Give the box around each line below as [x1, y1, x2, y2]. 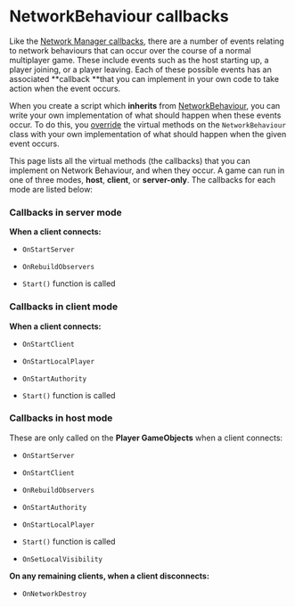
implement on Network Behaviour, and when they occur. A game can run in [9, 165, 285, 176]
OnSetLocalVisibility [21, 554, 102, 563]
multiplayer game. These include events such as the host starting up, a [9, 54, 269, 65]
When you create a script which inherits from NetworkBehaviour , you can [9, 100, 281, 111]
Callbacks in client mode [9, 300, 119, 313]
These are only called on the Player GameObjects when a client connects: [9, 432, 283, 443]
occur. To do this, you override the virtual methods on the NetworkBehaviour [9, 119, 287, 130]
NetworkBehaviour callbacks [9, 6, 229, 27]
